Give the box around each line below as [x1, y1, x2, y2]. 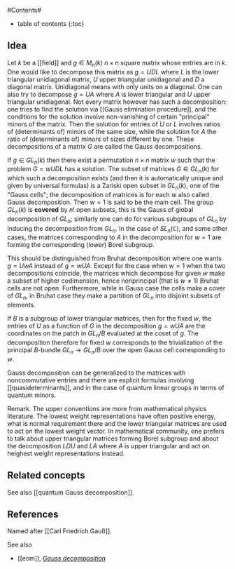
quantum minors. [7, 391, 57, 399]
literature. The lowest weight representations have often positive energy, [7, 412, 216, 420]
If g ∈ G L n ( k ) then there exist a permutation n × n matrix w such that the [7, 156, 215, 166]
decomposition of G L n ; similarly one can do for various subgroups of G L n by [7, 214, 227, 225]
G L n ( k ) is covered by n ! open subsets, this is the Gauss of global [7, 206, 194, 215]
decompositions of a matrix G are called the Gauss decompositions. [7, 142, 203, 150]
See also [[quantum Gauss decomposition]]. [7, 488, 134, 497]
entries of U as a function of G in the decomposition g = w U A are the [7, 322, 206, 330]
